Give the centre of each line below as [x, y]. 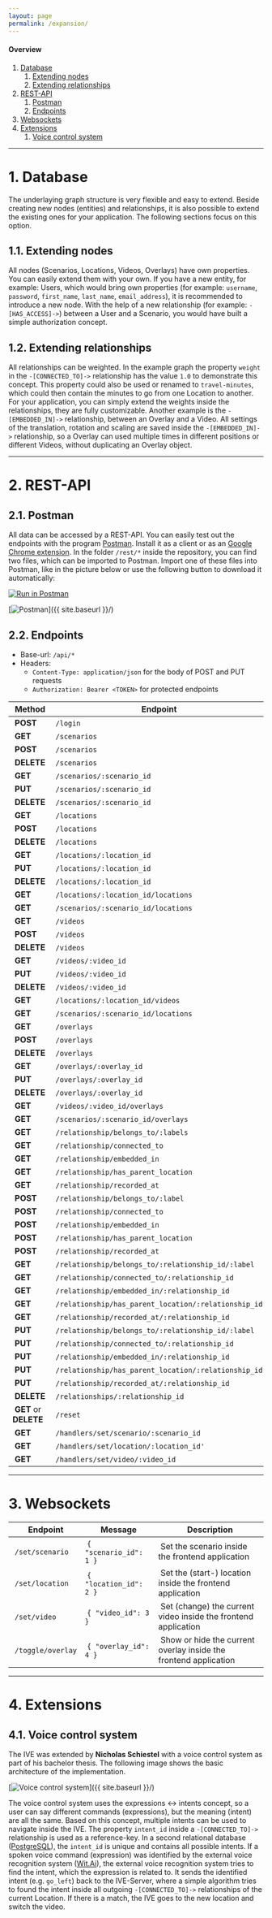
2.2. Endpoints [46, 635]
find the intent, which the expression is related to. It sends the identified [128, 1873]
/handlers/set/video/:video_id [116, 1460]
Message [119, 1530]
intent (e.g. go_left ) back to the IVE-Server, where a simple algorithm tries [132, 1881]
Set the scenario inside [204, 1547]
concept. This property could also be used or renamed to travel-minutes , [131, 385]
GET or [28, 1409]
